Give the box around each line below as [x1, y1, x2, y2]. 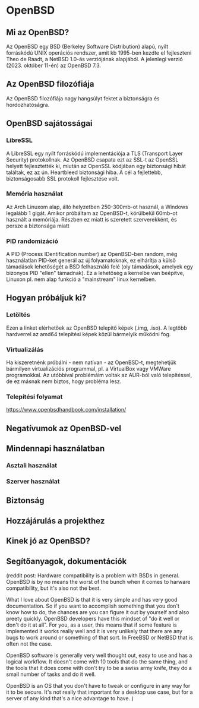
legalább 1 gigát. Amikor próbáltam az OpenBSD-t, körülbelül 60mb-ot [6, 209, 178, 217]
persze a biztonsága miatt [6, 222, 70, 229]
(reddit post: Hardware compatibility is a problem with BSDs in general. [6, 571, 180, 579]
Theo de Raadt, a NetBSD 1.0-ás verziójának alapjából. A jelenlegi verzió [6, 56, 183, 62]
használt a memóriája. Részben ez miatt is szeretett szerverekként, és [6, 216, 177, 223]
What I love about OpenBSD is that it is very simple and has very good [6, 596, 178, 603]
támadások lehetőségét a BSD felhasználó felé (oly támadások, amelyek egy [6, 263, 193, 270]
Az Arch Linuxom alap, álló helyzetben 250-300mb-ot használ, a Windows [6, 203, 188, 210]
